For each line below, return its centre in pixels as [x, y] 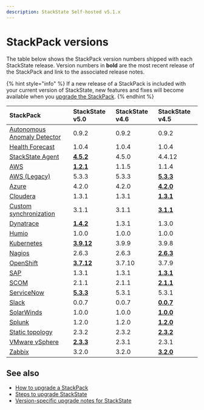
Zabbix [19, 352]
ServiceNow [27, 292]
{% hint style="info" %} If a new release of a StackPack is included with [96, 83]
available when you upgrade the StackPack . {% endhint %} [80, 96]
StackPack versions [58, 42]
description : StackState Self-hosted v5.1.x [63, 12]
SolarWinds [26, 312]
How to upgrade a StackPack [52, 388]
